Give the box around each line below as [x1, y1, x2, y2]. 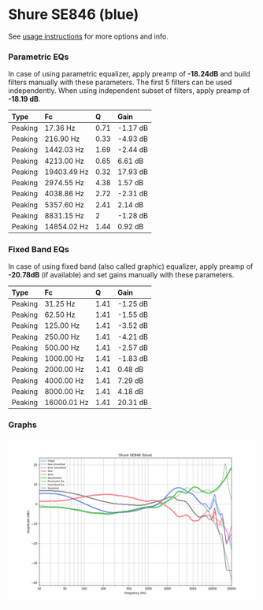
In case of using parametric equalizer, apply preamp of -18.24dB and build [8, 69, 250, 79]
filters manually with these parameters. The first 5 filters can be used [8, 77, 232, 87]
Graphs [8, 419, 37, 430]
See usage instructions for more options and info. [8, 32, 169, 41]
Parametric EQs [8, 51, 69, 62]
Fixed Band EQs [8, 244, 69, 255]
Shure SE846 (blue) [8, 6, 139, 24]
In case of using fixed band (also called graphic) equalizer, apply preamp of [8, 262, 254, 271]
